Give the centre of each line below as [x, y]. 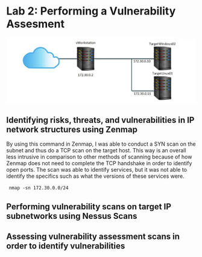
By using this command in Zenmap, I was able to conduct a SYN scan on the [101, 144]
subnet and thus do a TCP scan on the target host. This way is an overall [96, 151]
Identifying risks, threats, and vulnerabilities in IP [100, 120]
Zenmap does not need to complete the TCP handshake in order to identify [99, 163]
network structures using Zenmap [72, 130]
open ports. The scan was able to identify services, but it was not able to [96, 170]
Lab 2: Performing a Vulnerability [91, 11]
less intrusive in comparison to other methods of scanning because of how [99, 157]
